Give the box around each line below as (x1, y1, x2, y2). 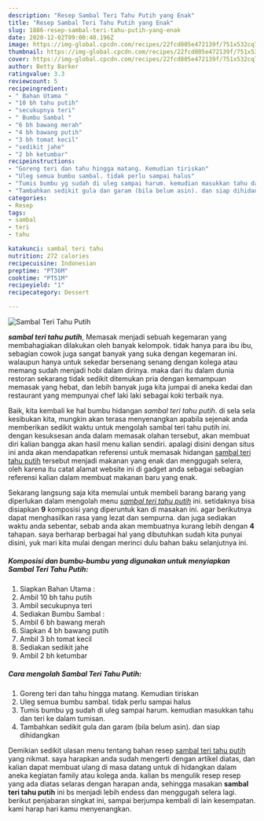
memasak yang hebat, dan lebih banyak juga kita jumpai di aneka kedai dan (8, 383, 253, 391)
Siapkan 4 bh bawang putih (19, 625, 108, 635)
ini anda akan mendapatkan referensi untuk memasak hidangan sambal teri (8, 448, 251, 456)
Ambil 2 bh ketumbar (19, 651, 88, 660)
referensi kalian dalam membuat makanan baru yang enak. (8, 473, 198, 482)
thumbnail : (8, 48, 44, 56)
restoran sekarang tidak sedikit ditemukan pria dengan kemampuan (8, 374, 226, 383)
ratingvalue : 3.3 (8, 70, 65, 78)
